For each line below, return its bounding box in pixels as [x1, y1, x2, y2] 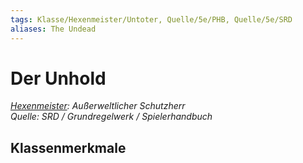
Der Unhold [10, 67, 107, 90]
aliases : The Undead [10, 24, 97, 34]
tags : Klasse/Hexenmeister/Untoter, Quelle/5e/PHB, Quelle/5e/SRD [10, 14, 293, 25]
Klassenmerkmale [10, 139, 127, 156]
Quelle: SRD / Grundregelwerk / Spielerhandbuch [10, 111, 213, 123]
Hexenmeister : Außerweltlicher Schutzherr [10, 100, 186, 112]
